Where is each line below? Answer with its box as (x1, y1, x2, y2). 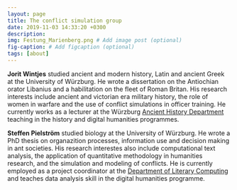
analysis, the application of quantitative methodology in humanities (7, 151, 203, 160)
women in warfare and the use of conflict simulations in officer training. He (7, 100, 226, 108)
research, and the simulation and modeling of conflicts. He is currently (7, 159, 213, 167)
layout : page (7, 10, 46, 18)
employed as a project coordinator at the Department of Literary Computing (7, 167, 228, 175)
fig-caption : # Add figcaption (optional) (7, 43, 135, 51)
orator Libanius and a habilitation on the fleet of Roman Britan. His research (7, 85, 228, 93)
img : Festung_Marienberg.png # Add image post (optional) (7, 37, 182, 44)
